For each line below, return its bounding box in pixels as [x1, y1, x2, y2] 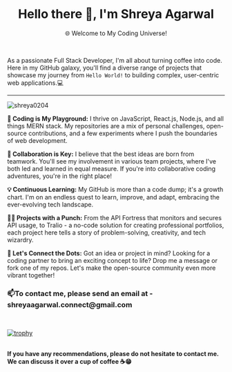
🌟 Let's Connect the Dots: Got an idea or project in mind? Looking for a [7, 248, 211, 257]
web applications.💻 [7, 79, 64, 87]
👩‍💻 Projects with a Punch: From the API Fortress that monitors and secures [7, 213, 222, 222]
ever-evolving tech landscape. [7, 200, 94, 208]
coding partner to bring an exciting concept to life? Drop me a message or [7, 256, 217, 264]
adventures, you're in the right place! [7, 172, 113, 180]
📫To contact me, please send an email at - [7, 288, 153, 298]
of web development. [7, 136, 68, 144]
